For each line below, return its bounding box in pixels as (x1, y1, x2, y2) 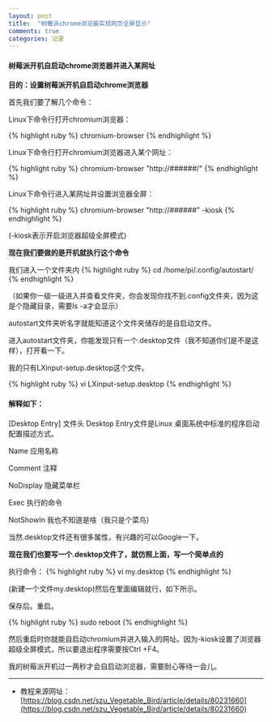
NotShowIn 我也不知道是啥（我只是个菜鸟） (8, 514, 154, 524)
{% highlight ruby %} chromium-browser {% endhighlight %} (8, 131, 212, 140)
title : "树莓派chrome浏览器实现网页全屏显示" (8, 19, 151, 28)
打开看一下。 (25, 346, 69, 355)
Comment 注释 (8, 463, 58, 473)
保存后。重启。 (8, 601, 58, 611)
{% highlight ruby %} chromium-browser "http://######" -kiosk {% (8, 205, 235, 215)
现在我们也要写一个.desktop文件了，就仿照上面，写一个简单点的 (8, 549, 224, 559)
